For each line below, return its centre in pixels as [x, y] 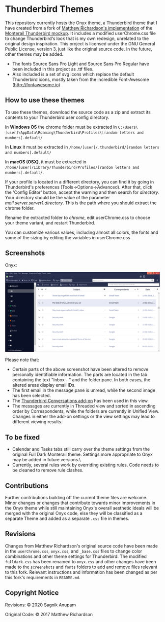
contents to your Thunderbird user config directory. [57, 117]
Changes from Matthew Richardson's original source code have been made [82, 546]
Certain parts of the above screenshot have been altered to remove [80, 369]
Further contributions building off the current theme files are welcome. [76, 498]
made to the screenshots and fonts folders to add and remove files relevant [81, 567]
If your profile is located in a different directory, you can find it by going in [80, 182]
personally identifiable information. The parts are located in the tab [80, 375]
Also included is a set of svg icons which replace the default [73, 74]
